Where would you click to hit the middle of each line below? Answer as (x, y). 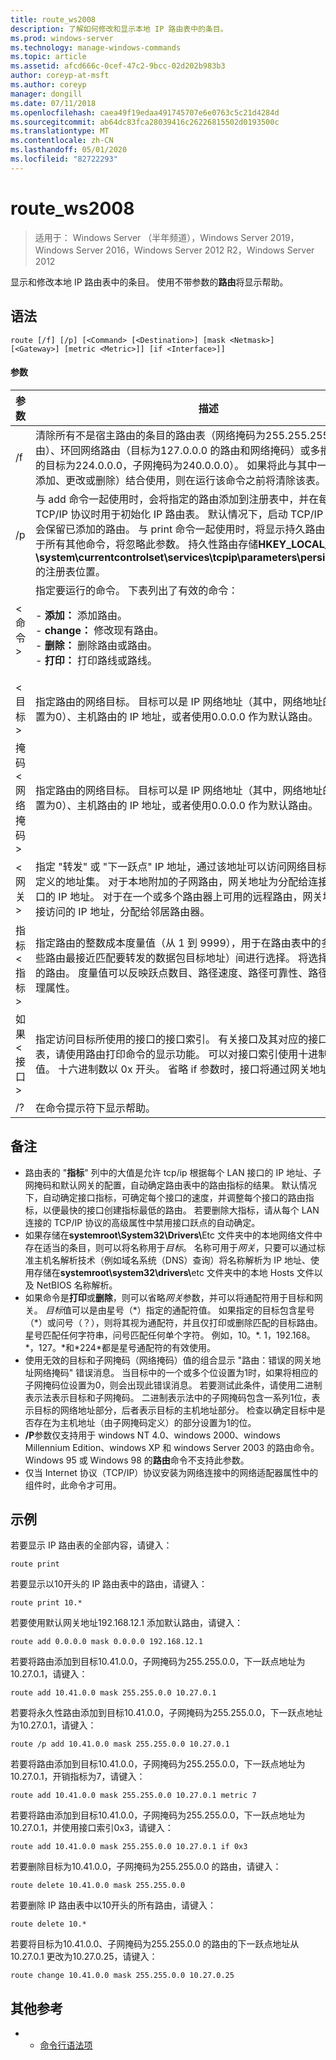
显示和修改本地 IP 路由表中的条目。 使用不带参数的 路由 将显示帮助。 (149, 282)
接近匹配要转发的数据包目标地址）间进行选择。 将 (192, 958)
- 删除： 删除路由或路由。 (96, 645)
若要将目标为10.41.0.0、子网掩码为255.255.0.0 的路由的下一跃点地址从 (155, 1944)
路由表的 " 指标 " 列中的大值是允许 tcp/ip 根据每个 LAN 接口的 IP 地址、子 (173, 1172)
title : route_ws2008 (53, 19)
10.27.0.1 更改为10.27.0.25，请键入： (84, 1957)
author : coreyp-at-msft (60, 76)
